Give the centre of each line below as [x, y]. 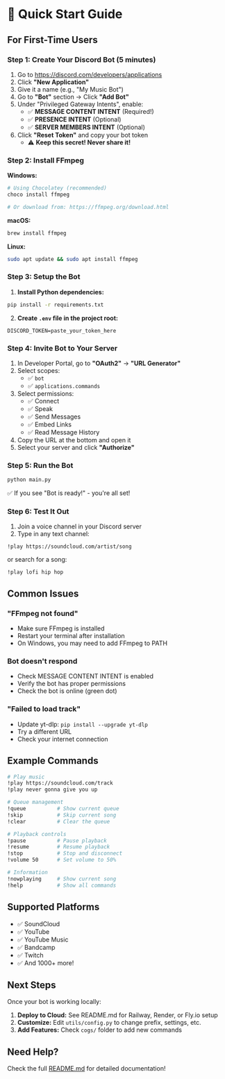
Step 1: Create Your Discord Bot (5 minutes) [82, 60]
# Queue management [35, 802]
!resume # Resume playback [59, 847]
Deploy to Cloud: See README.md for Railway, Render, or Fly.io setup [117, 1015]
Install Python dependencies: [60, 292]
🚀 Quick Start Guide [65, 14]
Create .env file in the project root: [67, 318]
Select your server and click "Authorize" [76, 448]
